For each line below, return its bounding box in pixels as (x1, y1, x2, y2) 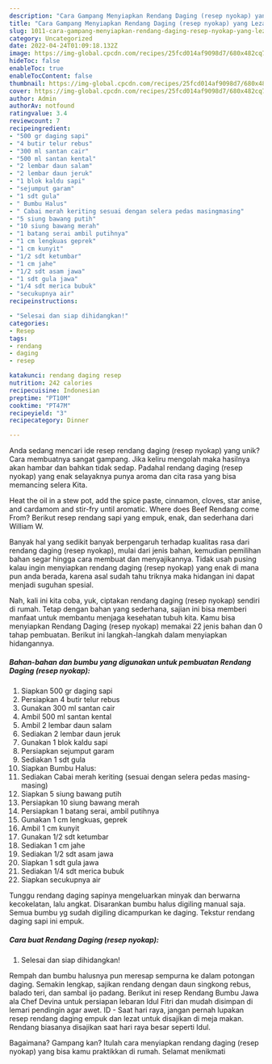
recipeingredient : (9, 124, 71, 132)
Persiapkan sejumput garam (20, 746, 115, 756)
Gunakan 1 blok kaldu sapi (20, 738, 108, 747)
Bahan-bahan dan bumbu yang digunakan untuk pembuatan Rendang (9, 657, 252, 667)
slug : (9, 27, 27, 35)
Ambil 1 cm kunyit (20, 823, 80, 833)
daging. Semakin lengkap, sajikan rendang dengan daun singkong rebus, (9, 979, 252, 990)
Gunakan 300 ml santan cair (20, 704, 115, 713)
